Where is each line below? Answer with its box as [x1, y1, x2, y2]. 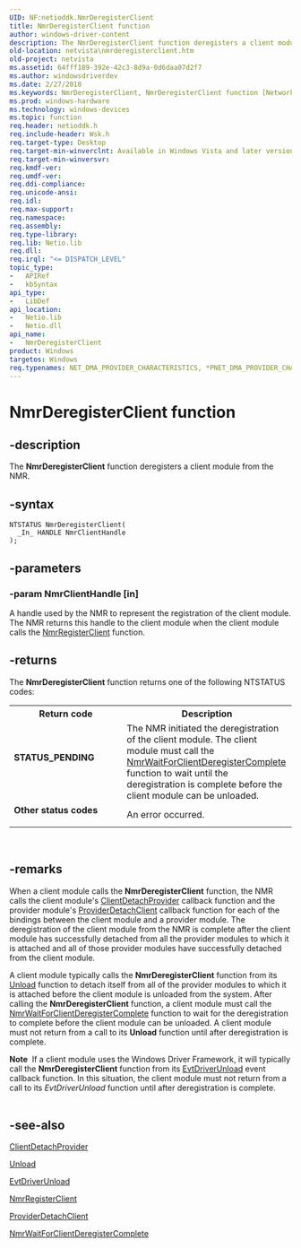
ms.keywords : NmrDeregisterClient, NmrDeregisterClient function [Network [9, 88, 295, 97]
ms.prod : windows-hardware [9, 96, 110, 106]
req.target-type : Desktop [9, 138, 106, 147]
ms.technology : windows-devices [9, 105, 130, 114]
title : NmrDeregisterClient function [9, 22, 150, 30]
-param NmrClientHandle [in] [9, 587, 139, 600]
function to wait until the [126, 767, 228, 779]
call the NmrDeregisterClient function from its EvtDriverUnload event [9, 1063, 266, 1074]
